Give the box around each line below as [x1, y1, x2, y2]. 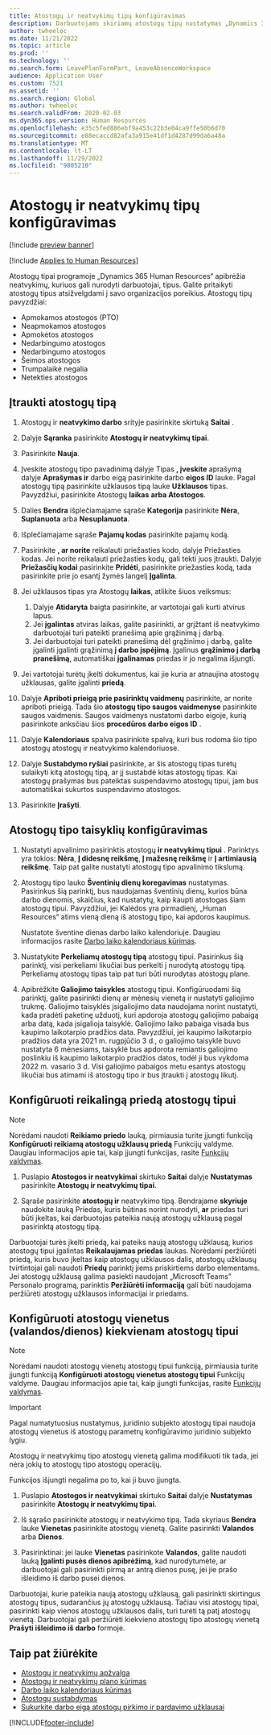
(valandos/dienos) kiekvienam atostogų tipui [9, 1324, 239, 1338]
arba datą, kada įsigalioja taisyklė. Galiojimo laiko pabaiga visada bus [20, 1019, 250, 1028]
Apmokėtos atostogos [20, 330, 94, 339]
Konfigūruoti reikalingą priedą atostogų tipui [9, 1094, 236, 1107]
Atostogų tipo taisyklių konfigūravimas [9, 824, 208, 837]
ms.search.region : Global [9, 94, 96, 102]
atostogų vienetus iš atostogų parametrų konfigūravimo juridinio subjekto [9, 1427, 252, 1437]
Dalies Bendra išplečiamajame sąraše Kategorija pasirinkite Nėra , [20, 505, 240, 515]
